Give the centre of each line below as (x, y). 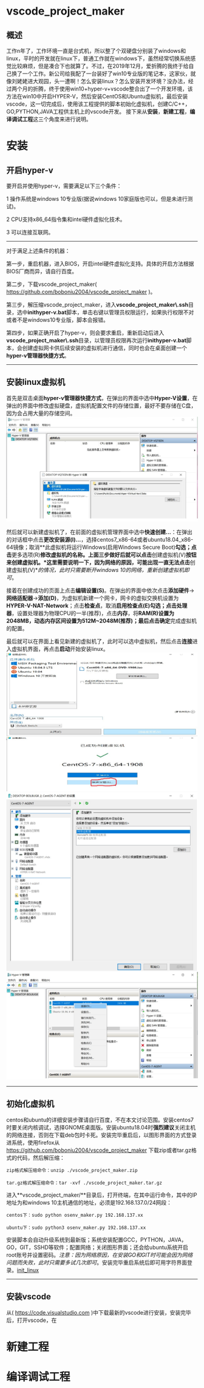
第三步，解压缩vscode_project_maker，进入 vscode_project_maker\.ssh (97, 304)
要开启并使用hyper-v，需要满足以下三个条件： (64, 186)
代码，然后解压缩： (41, 1157)
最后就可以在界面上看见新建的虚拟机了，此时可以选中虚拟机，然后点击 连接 (99, 641)
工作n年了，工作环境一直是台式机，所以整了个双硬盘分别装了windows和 (96, 51)
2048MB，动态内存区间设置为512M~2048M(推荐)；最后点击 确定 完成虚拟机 (102, 621)
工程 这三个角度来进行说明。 (57, 119)
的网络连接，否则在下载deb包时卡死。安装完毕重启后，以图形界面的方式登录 (102, 1135)
